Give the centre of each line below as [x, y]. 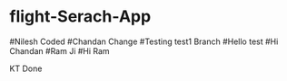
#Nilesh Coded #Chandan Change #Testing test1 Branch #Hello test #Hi [144, 41]
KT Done [26, 68]
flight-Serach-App [80, 17]
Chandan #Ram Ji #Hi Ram [60, 50]
